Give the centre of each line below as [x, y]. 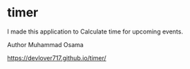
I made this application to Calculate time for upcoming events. [95, 31]
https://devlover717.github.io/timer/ [57, 58]
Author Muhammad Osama [46, 44]
